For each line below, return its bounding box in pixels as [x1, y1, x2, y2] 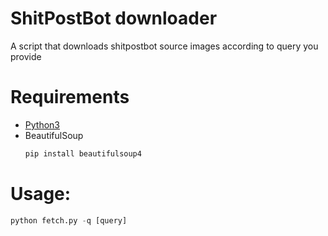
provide [10, 50, 42, 62]
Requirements [10, 86, 130, 109]
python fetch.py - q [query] [10, 215, 128, 226]
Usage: [10, 182, 72, 205]
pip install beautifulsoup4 [24, 148, 142, 159]
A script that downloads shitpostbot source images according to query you [10, 40, 319, 52]
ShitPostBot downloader [10, 7, 218, 30]
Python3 [24, 118, 60, 131]
